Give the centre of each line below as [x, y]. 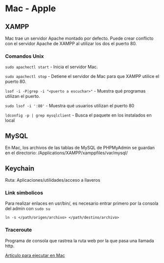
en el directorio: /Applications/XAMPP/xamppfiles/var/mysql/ [67, 153]
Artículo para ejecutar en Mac [35, 255]
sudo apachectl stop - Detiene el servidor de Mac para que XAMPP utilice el [82, 76]
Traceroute [19, 230]
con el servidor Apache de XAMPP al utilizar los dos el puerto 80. [71, 44]
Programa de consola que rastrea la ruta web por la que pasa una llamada [80, 240]
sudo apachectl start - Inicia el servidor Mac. [51, 67]
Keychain [20, 168]
